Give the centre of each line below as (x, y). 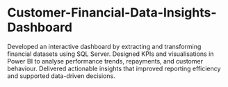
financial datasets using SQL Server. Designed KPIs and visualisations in (111, 54)
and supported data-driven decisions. (62, 76)
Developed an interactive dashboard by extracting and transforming (104, 46)
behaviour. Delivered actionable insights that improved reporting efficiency (114, 68)
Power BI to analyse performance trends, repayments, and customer (105, 61)
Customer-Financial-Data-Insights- (112, 13)
